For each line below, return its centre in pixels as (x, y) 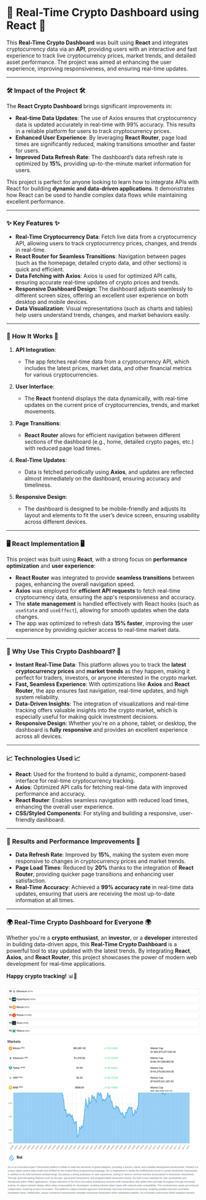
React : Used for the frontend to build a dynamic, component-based (100, 774)
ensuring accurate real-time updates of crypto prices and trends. (97, 282)
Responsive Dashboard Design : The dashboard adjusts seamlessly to (104, 289)
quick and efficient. (40, 269)
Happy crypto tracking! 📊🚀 (42, 976)
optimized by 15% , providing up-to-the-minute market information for (103, 164)
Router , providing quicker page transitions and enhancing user (94, 874)
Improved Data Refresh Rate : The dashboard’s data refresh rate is (99, 157)
